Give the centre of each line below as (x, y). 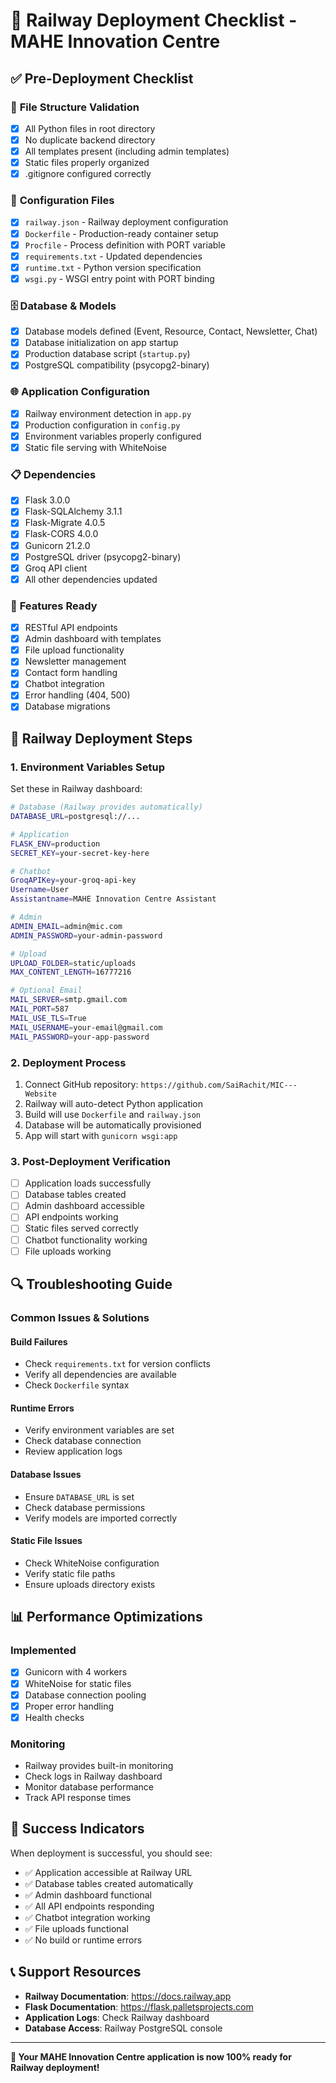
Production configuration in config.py (102, 425)
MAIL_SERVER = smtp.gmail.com (69, 1000)
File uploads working (68, 1251)
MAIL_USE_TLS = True (48, 1018)
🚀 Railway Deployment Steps (101, 738)
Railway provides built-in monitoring (99, 1766)
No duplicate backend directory (90, 140)
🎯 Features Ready (54, 606)
